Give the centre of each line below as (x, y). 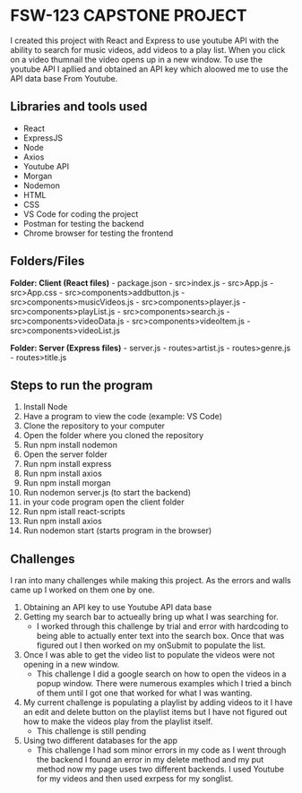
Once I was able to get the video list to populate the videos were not (149, 655)
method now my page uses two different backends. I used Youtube (160, 769)
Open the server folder (65, 454)
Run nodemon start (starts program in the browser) (117, 530)
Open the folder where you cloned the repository (113, 435)
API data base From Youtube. (64, 78)
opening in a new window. (71, 665)
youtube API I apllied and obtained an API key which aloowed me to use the (149, 69)
